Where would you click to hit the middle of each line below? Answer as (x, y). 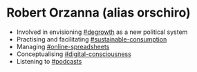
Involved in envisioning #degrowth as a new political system (102, 32)
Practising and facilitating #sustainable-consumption (92, 39)
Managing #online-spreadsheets (63, 46)
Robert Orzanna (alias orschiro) (98, 13)
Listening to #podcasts (49, 61)
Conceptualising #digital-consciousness (74, 54)
